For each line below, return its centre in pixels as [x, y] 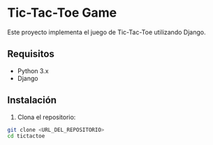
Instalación [32, 100]
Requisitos [31, 54]
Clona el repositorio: [46, 117]
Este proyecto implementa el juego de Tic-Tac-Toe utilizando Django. [106, 32]
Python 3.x [33, 70]
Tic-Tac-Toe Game [62, 13]
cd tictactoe [26, 136]
